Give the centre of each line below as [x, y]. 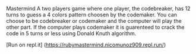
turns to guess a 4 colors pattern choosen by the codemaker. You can [91, 15]
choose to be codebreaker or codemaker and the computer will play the [94, 21]
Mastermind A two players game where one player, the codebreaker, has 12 [99, 9]
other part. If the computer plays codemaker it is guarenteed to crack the [95, 27]
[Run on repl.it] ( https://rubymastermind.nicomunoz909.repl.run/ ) [86, 45]
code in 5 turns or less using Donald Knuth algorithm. [71, 33]
